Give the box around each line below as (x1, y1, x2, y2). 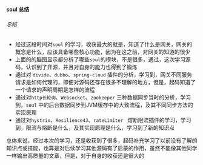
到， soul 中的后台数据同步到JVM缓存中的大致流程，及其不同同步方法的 (15, 101, 193, 109)
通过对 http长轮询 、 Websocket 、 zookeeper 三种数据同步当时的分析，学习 (15, 93, 191, 101)
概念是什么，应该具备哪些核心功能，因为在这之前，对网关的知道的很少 (15, 48, 191, 55)
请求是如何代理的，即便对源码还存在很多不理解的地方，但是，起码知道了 (15, 78, 196, 86)
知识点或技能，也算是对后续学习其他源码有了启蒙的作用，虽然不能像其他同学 (6, 144, 198, 152)
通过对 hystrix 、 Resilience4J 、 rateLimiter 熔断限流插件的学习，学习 (15, 116, 191, 124)
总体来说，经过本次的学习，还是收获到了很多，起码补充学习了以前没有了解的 (6, 136, 198, 144)
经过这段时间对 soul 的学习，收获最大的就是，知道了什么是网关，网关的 (15, 40, 193, 48)
